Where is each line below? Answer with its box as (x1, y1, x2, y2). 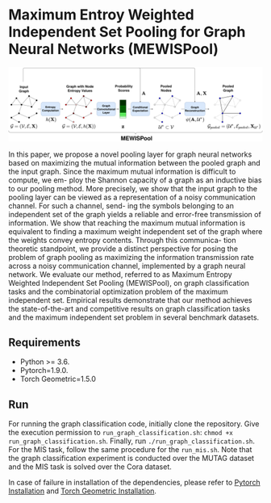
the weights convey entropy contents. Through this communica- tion (8, 235, 236, 245)
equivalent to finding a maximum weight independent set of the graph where (8, 226, 263, 236)
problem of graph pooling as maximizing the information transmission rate (8, 252, 254, 262)
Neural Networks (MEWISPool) (8, 40, 219, 58)
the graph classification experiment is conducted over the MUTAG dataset (8, 454, 255, 463)
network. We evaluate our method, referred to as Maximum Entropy (8, 269, 232, 279)
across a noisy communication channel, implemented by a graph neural (8, 261, 246, 270)
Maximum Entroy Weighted (8, 6, 195, 24)
